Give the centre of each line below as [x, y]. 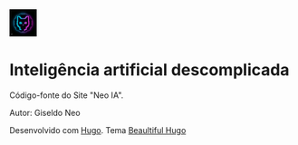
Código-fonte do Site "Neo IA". [67, 95]
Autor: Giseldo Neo [45, 112]
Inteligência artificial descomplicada [149, 70]
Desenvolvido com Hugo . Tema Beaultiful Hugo [98, 130]
